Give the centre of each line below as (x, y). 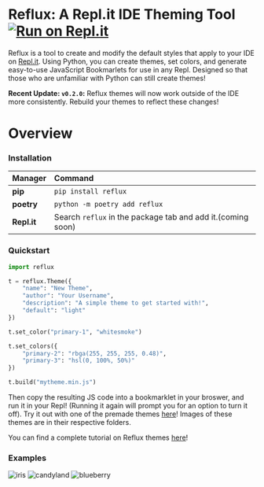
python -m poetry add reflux (108, 205)
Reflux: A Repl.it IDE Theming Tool (122, 15)
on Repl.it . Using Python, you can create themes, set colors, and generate (128, 61)
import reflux (31, 267)
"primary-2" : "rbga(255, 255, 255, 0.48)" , (95, 353)
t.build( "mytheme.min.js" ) (52, 382)
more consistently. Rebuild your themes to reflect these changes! (114, 101)
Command (74, 179)
